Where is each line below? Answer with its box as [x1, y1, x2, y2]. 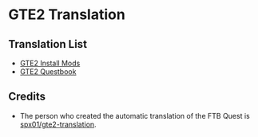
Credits [8, 90, 46, 104]
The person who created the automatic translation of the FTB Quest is [19, 111, 250, 120]
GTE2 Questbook [19, 67, 77, 76]
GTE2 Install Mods [19, 58, 81, 68]
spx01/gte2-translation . [19, 119, 97, 129]
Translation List [8, 37, 88, 51]
